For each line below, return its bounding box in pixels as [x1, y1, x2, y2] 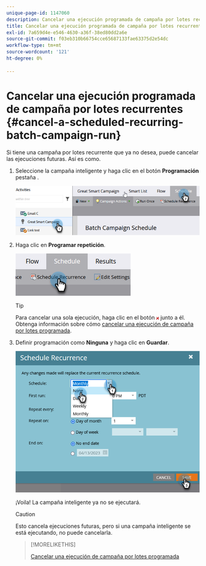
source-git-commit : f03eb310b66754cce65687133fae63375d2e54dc [6, 36, 169, 42]
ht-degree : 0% [6, 55, 43, 61]
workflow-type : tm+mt [6, 42, 62, 49]
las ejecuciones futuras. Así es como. [6, 155, 101, 162]
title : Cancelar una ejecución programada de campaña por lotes [6, 23, 174, 29]
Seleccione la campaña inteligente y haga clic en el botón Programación [15, 167, 199, 175]
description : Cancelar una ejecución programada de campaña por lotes [6, 16, 191, 23]
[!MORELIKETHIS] [30, 541, 76, 548]
